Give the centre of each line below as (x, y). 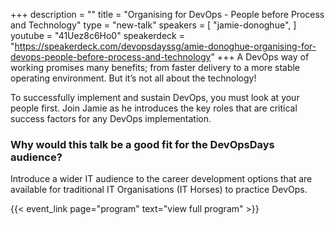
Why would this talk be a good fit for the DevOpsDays (142, 144)
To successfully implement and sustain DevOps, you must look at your (155, 97)
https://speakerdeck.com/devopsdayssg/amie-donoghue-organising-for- (165, 46)
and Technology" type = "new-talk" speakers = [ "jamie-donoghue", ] (153, 25)
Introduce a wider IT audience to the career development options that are (161, 179)
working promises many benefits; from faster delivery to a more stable (155, 67)
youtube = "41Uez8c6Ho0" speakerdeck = (97, 35)
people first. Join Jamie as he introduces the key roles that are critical (154, 108)
